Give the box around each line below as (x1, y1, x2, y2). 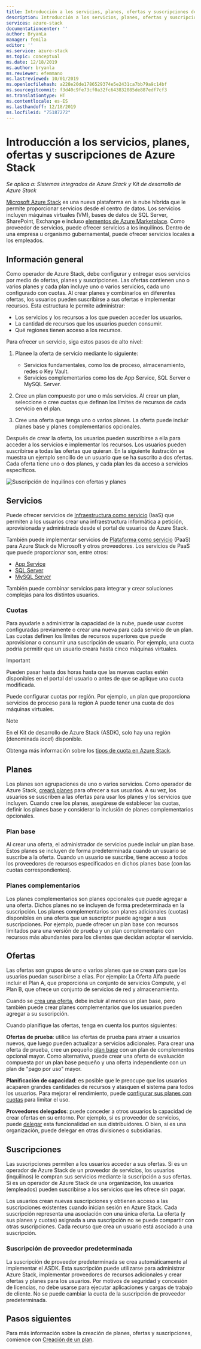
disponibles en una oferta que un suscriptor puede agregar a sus (6, 914, 166, 921)
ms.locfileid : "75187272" (6, 109, 71, 115)
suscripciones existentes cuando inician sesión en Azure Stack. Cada (6, 1204, 178, 1211)
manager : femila (6, 37, 47, 43)
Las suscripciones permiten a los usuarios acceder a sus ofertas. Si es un (6, 1160, 188, 1168)
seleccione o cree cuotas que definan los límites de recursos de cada (14, 399, 187, 406)
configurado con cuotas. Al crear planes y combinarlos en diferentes (6, 290, 176, 297)
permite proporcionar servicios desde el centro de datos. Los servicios (6, 205, 181, 212)
